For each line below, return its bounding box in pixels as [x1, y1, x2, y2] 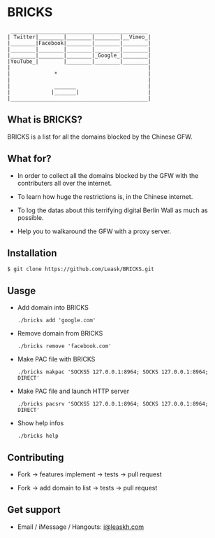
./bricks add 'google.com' [17, 317, 96, 324]
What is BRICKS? [7, 113, 82, 126]
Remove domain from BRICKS [17, 329, 103, 338]
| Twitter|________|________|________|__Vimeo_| [7, 33, 151, 41]
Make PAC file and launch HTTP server [17, 387, 130, 396]
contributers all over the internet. [17, 179, 112, 187]
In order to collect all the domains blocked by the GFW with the [17, 171, 199, 179]
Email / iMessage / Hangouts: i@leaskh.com [17, 523, 144, 531]
